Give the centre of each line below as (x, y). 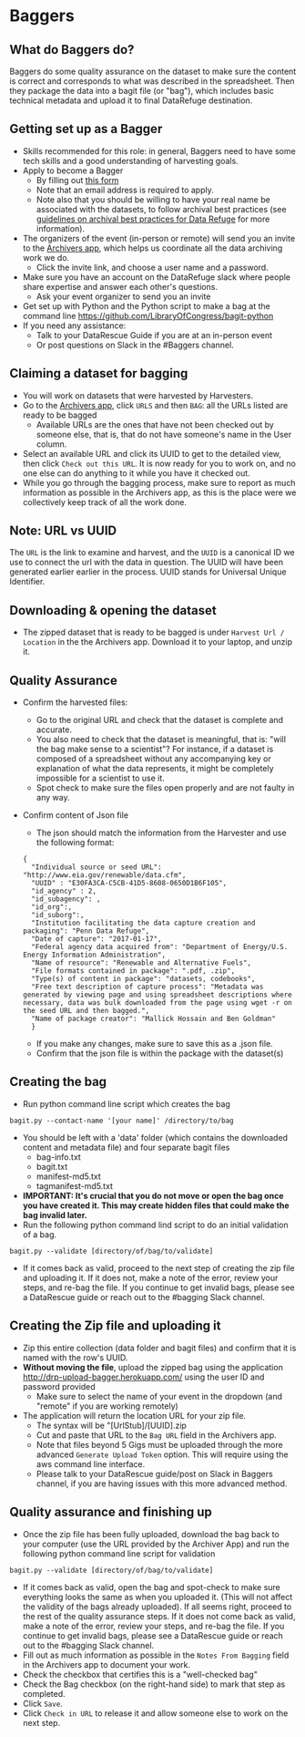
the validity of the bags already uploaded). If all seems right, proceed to (157, 1607)
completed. (44, 1693)
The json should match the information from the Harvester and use (161, 833)
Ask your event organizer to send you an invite (123, 296)
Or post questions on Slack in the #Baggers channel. (135, 345)
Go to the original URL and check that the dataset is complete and (160, 720)
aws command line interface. (91, 1463)
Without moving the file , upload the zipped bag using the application (153, 1367)
